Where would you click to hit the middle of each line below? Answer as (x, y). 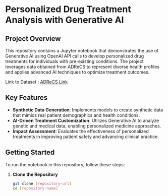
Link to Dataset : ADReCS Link (37, 82)
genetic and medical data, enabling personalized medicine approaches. (87, 126)
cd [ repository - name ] (35, 188)
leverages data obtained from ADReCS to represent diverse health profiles (82, 67)
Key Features (26, 97)
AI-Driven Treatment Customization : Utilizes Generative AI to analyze (86, 120)
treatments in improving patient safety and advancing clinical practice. (86, 137)
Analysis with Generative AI (65, 20)
